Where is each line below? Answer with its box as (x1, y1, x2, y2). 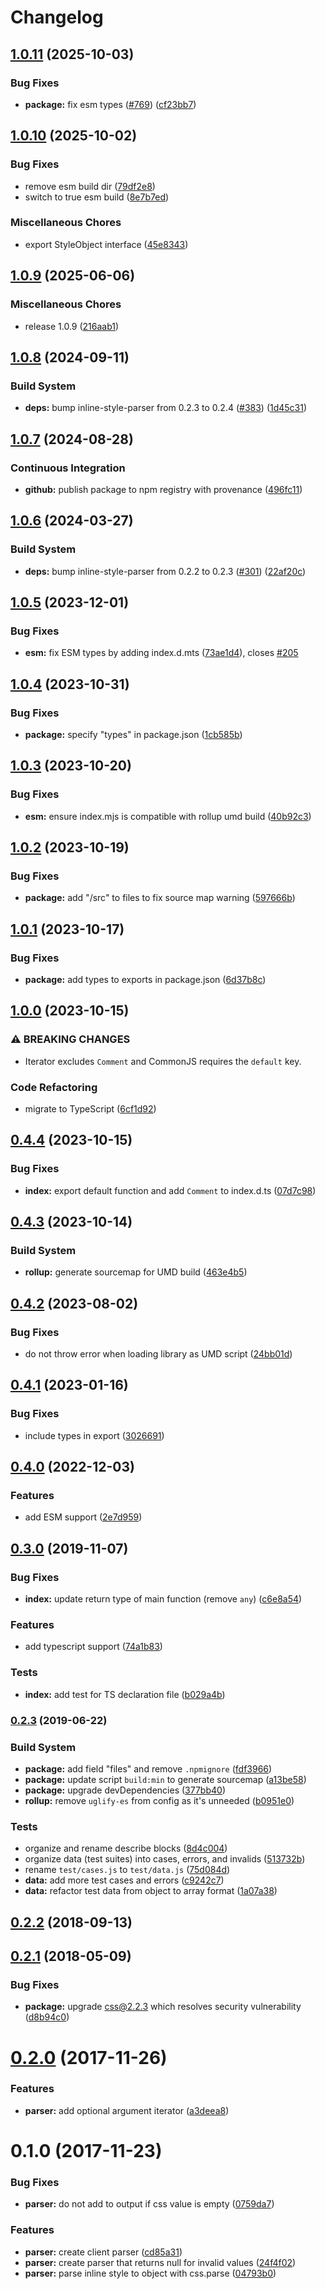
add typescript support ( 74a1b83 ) (24, 1641, 163, 1653)
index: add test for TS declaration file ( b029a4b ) (24, 1688, 226, 1700)
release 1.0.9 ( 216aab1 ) (24, 320, 120, 332)
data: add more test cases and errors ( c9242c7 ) (24, 1874, 225, 1886)
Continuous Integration (10, 461, 126, 475)
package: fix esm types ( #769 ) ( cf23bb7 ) (24, 98, 197, 110)
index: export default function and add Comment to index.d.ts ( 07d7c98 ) (24, 1184, 317, 1196)
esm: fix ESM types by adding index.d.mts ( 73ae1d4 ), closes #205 (24, 647, 299, 659)
